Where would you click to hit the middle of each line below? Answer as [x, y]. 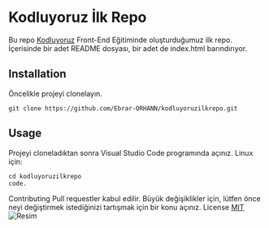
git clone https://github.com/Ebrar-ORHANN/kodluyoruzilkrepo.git [123, 108]
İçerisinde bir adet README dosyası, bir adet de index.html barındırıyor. [128, 48]
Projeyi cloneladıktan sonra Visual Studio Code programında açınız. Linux [131, 153]
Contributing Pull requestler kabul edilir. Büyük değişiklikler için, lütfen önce [135, 198]
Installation [37, 74]
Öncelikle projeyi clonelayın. [56, 93]
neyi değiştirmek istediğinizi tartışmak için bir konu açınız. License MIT [126, 207]
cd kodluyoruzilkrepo [45, 176]
